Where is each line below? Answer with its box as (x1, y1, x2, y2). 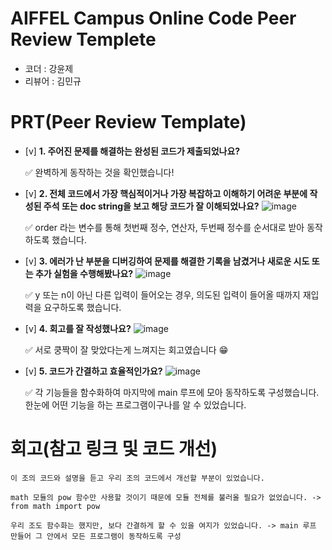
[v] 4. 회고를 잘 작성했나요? (24, 322, 132, 334)
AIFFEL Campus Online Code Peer (10, 7, 297, 30)
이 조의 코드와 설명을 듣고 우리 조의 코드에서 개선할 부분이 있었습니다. (10, 473, 265, 483)
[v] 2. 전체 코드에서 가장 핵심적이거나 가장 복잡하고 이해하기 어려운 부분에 (24, 187, 308, 199)
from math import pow (10, 501, 101, 511)
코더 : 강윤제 (24, 62, 74, 74)
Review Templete (10, 28, 157, 51)
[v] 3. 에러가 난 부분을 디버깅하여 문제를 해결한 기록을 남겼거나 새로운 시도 (24, 255, 310, 267)
